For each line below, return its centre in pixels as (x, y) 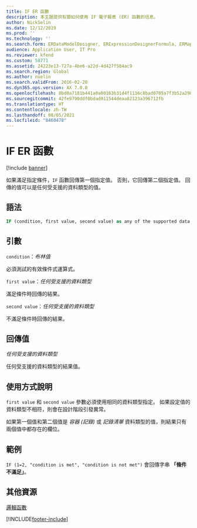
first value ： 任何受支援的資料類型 (49, 281)
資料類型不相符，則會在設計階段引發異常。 (57, 409)
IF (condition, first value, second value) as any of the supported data (98, 221)
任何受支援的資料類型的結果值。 (45, 366)
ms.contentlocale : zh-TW (36, 110)
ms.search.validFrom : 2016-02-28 (47, 83)
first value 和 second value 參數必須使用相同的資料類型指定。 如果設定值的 (98, 402)
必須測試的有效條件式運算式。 (42, 269)
